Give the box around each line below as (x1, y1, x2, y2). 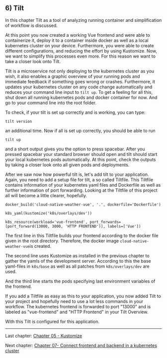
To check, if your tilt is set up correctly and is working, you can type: (5, 109, 146, 115)
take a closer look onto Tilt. (5, 58, 61, 64)
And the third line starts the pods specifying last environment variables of (5, 278, 156, 284)
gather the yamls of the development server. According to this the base (5, 258, 151, 264)
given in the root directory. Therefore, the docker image (5, 238, 119, 244)
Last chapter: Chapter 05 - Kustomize (5, 333, 83, 339)
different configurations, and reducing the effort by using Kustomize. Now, (5, 48, 158, 54)
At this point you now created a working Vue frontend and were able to (5, 32, 150, 38)
